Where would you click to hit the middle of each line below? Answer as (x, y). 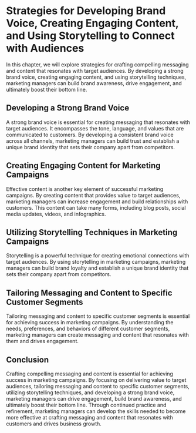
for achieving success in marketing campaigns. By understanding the (90, 323)
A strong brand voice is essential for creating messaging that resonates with (98, 122)
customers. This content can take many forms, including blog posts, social (96, 207)
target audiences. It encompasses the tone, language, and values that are (95, 128)
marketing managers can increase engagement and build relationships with (97, 202)
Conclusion (28, 360)
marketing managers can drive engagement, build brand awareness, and (94, 399)
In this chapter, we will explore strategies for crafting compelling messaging (97, 64)
